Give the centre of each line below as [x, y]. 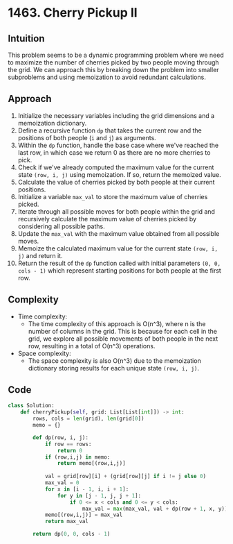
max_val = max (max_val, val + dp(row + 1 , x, [149, 509]
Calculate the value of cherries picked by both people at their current [116, 182]
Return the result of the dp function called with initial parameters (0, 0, [119, 263]
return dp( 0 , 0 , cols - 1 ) [72, 534]
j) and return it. [40, 255]
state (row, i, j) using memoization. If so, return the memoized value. [120, 174]
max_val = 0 [62, 483]
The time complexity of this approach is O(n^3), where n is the [117, 323]
